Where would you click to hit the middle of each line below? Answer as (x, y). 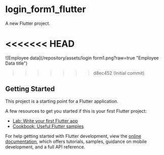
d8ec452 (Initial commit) (119, 73)
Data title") (16, 63)
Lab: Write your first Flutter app (45, 121)
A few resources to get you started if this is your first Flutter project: (76, 111)
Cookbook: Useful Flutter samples (48, 126)
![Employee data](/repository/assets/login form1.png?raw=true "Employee (82, 58)
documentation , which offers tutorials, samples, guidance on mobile (76, 141)
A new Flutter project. (28, 23)
